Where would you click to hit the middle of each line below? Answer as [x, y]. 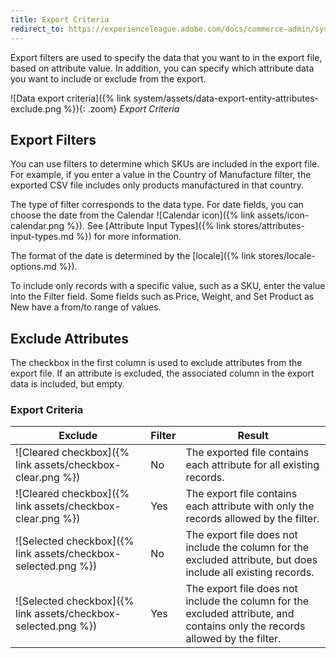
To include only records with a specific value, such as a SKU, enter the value [168, 286]
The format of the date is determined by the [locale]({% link [133, 256]
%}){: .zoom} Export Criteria [121, 108]
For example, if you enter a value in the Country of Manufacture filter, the [161, 175]
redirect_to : [37, 29]
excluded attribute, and [240, 614]
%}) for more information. [128, 237]
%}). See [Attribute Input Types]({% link [149, 226]
